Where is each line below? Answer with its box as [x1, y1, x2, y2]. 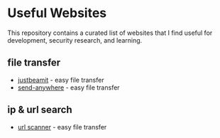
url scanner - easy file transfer [17, 122, 107, 131]
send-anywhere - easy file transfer [17, 83, 120, 92]
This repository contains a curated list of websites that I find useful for [7, 28, 213, 37]
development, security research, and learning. [7, 36, 143, 44]
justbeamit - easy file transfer [17, 75, 104, 84]
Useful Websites [7, 5, 107, 21]
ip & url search [7, 104, 72, 116]
